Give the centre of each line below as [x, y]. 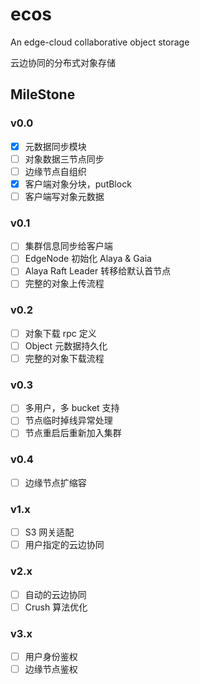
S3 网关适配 [49, 532]
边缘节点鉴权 [51, 669]
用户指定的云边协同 [64, 545]
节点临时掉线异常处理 [68, 420]
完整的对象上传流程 [64, 284]
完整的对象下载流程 [64, 358]
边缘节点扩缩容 [55, 482]
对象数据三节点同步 [64, 159]
